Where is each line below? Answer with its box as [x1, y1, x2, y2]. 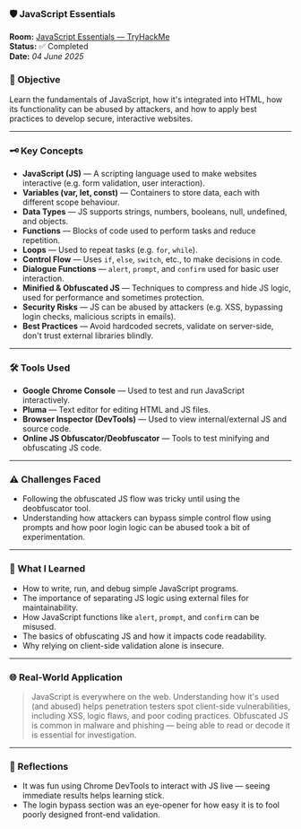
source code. [21, 423, 72, 434]
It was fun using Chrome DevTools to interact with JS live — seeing [21, 781, 271, 791]
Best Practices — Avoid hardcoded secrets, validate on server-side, [21, 320, 274, 331]
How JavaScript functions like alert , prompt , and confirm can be [21, 611, 260, 622]
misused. [21, 621, 56, 632]
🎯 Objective [9, 74, 61, 86]
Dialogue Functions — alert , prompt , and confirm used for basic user [21, 263, 279, 274]
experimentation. [21, 532, 85, 543]
